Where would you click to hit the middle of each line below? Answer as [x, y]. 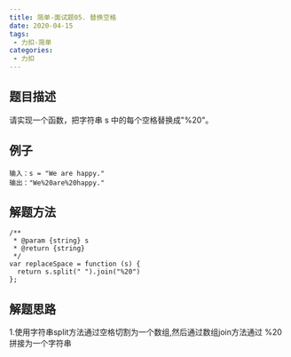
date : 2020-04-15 [41, 26]
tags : [19, 34]
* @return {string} [49, 249]
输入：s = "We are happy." [57, 173]
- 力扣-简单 [32, 42]
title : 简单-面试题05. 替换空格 [63, 17]
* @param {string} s [51, 241]
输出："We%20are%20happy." [57, 183]
